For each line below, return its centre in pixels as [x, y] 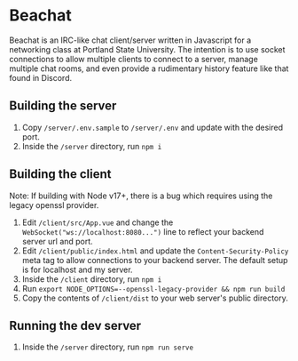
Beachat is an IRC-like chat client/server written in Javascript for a [130, 40]
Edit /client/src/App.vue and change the [98, 222]
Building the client [60, 174]
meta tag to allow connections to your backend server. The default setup [155, 260]
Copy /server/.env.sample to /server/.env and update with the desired [153, 127]
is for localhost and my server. [77, 269]
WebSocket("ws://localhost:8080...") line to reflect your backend [143, 231]
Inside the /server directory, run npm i [92, 146]
